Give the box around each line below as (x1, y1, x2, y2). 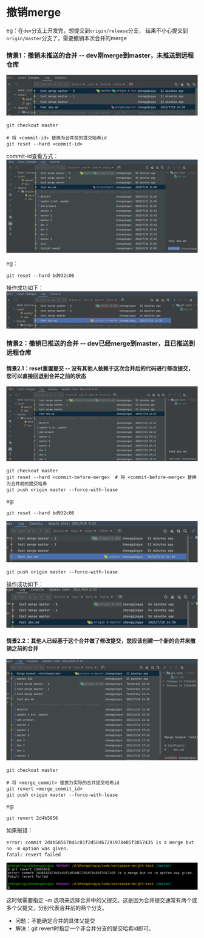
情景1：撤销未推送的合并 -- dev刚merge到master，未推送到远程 (6, 51, 194, 60)
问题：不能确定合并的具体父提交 (15, 917, 95, 925)
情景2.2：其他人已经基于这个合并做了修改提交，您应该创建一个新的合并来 (6, 637, 191, 645)
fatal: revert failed (6, 852, 61, 858)
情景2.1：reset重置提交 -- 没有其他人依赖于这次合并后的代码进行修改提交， (6, 365, 194, 372)
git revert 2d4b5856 (6, 815, 59, 822)
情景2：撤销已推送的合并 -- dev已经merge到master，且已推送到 (6, 339, 195, 348)
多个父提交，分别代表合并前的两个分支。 (6, 905, 107, 912)
